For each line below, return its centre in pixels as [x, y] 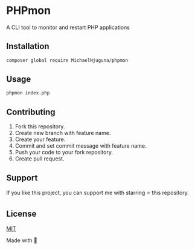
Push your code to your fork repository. [64, 153]
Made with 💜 [22, 240]
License [21, 214]
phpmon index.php [28, 93]
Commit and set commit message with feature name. [81, 146]
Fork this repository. [40, 127]
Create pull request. [40, 159]
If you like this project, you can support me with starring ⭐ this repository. [97, 192]
